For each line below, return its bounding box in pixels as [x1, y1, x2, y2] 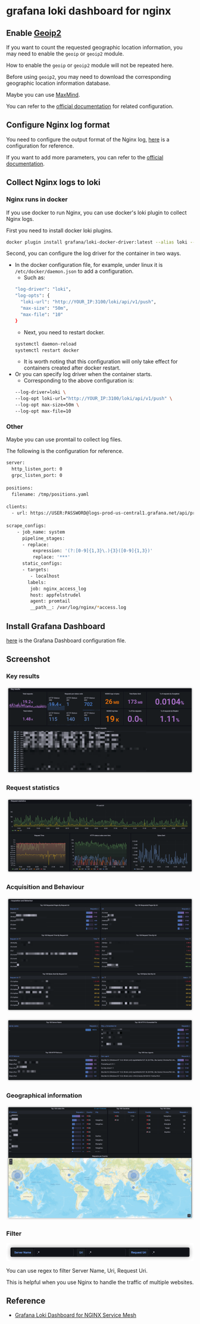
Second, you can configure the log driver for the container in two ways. [6, 250, 182, 257]
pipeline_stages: [21, 535, 65, 541]
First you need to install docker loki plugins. [6, 227, 113, 234]
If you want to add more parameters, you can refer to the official [6, 153, 164, 161]
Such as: [23, 274, 46, 281]
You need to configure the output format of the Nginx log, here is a [6, 136, 170, 143]
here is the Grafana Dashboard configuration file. [6, 637, 126, 644]
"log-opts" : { [14, 292, 50, 299]
